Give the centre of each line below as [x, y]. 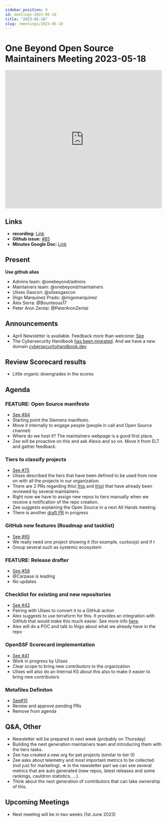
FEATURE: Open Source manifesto [47, 404]
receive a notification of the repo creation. [55, 502]
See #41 [21, 655]
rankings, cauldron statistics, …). [46, 776]
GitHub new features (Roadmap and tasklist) [60, 526]
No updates [24, 582]
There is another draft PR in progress [50, 513]
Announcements [32, 324]
